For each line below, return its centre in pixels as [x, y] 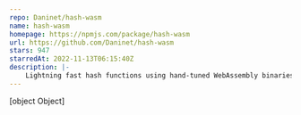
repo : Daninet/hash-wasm [56, 17]
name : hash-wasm [39, 26]
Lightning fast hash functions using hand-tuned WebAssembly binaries [160, 76]
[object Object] [37, 101]
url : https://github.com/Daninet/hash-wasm [92, 42]
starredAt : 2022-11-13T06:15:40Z [72, 59]
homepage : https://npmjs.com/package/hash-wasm [100, 34]
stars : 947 [30, 51]
